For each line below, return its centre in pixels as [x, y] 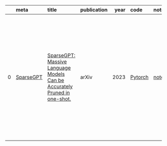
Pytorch [139, 77]
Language [59, 68]
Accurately [60, 86]
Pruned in [58, 93]
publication [94, 10]
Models [56, 74]
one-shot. [59, 99]
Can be [56, 80]
